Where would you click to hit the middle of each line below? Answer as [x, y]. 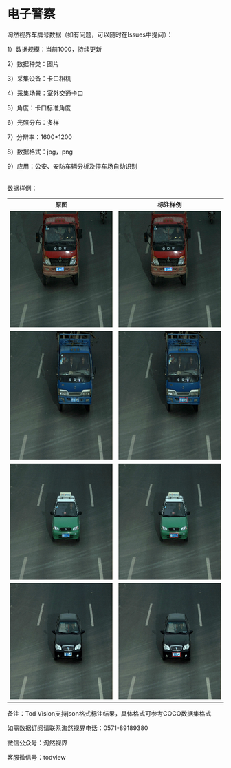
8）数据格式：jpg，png [40, 152]
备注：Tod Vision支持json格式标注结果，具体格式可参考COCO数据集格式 [109, 713]
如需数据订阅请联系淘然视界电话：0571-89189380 [78, 728]
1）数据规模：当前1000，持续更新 [54, 49]
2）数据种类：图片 [33, 63]
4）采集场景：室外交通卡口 [45, 93]
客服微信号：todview [37, 757]
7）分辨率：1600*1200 [40, 137]
